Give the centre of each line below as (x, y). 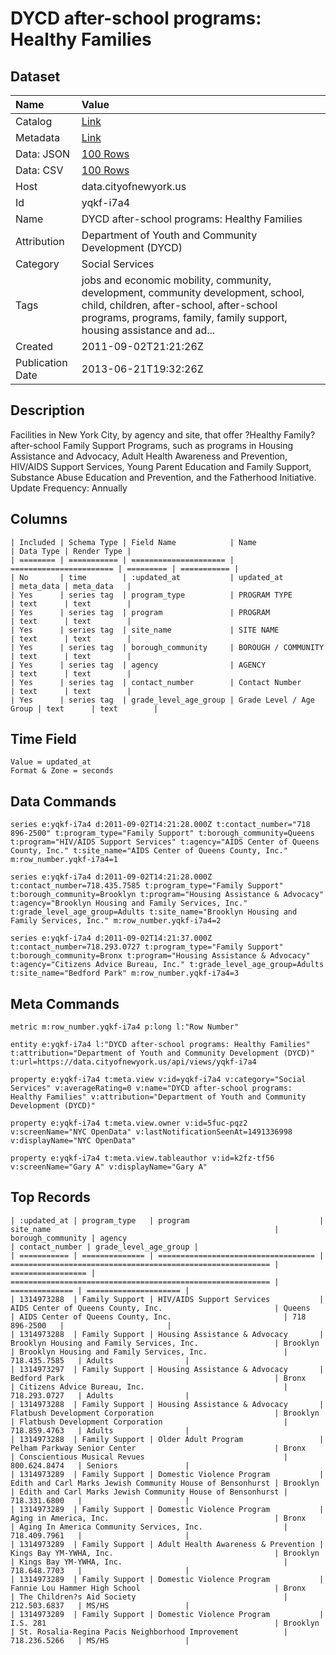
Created (34, 346)
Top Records (50, 1197)
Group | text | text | (84, 708)
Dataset (35, 76)
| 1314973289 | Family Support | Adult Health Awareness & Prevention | (167, 1544)
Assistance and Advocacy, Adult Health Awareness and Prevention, (149, 456)
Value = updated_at (51, 762)
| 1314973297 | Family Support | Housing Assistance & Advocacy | (167, 1369)
